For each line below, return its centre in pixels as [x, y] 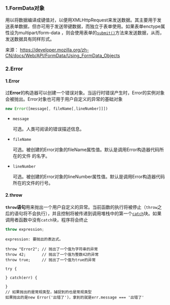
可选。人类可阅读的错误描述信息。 [48, 129]
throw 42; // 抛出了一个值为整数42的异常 [52, 255]
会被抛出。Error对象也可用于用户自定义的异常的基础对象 [64, 99]
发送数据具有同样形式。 [30, 39]
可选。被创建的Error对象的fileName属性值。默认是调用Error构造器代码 [86, 150]
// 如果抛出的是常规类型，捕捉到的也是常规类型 [49, 292]
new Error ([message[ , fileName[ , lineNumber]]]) [57, 109]
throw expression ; [25, 229]
